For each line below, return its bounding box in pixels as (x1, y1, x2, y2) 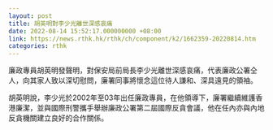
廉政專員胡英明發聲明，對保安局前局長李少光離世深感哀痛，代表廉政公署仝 (8, 66, 258, 76)
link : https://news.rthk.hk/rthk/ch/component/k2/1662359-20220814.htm (8, 34, 256, 43)
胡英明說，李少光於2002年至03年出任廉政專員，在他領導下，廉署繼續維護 (8, 93, 256, 102)
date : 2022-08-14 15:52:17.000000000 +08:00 (8, 27, 162, 35)
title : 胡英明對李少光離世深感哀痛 (8, 19, 113, 28)
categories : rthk (8, 42, 67, 50)
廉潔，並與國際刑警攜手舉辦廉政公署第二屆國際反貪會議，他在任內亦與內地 (15, 103, 265, 113)
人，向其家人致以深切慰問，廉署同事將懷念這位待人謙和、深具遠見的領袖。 (8, 76, 258, 85)
